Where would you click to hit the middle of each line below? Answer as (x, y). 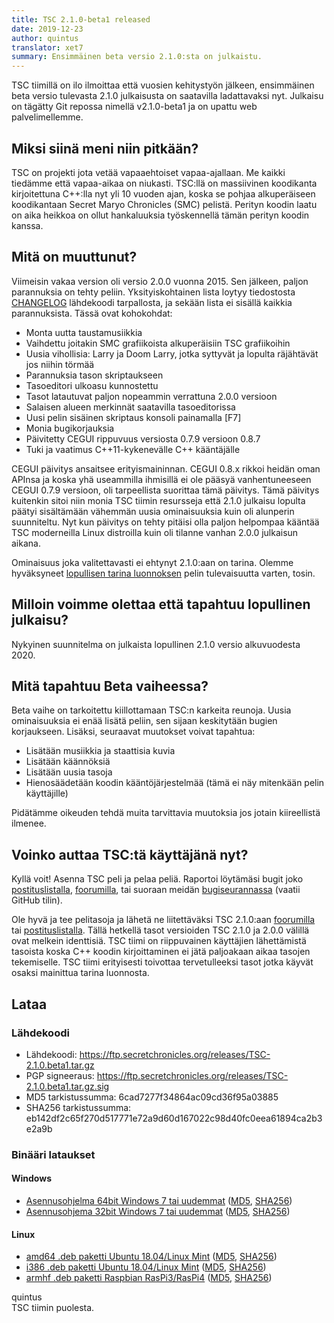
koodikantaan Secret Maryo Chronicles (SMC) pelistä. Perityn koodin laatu (164, 204)
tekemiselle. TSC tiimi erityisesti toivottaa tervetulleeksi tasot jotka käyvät (162, 962)
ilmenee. (29, 823)
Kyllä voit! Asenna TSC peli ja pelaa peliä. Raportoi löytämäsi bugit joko (157, 879)
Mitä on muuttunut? (74, 257)
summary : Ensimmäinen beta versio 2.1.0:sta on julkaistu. (137, 57)
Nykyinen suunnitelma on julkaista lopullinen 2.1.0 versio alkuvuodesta (156, 644)
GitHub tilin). (37, 900)
